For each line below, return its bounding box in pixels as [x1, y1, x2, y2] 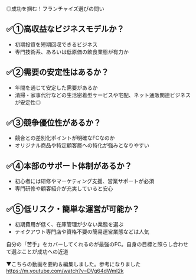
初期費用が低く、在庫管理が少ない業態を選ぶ [14, 221, 124, 228]
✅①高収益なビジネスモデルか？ [6, 24, 125, 34]
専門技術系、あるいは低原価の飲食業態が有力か [14, 48, 129, 55]
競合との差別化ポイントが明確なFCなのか [14, 135, 115, 142]
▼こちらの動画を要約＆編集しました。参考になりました [6, 261, 141, 268]
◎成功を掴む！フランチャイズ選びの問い [6, 5, 104, 12]
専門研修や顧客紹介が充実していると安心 [14, 185, 113, 192]
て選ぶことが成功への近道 [6, 248, 68, 255]
